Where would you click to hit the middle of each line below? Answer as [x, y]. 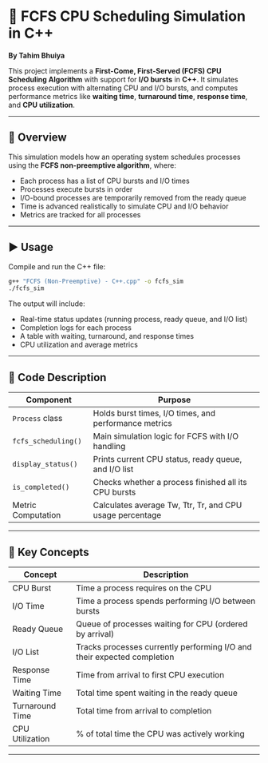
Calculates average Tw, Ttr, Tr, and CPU [167, 505]
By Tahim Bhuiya [37, 55]
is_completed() [41, 487]
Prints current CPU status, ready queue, [167, 459]
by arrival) [95, 634]
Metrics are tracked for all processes [80, 214]
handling [109, 447]
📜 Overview [37, 138]
